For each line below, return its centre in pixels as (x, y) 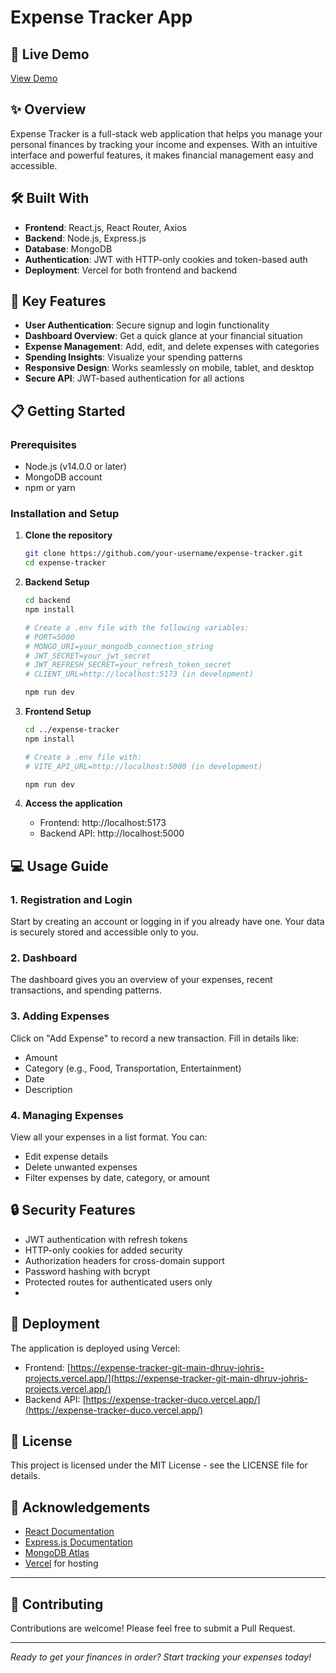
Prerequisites (43, 444)
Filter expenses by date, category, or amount (117, 1177)
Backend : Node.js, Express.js (85, 238)
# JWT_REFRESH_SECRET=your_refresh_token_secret (128, 665)
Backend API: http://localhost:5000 (112, 833)
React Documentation (69, 1532)
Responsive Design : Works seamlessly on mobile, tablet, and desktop (169, 368)
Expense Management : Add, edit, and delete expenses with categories (172, 347)
